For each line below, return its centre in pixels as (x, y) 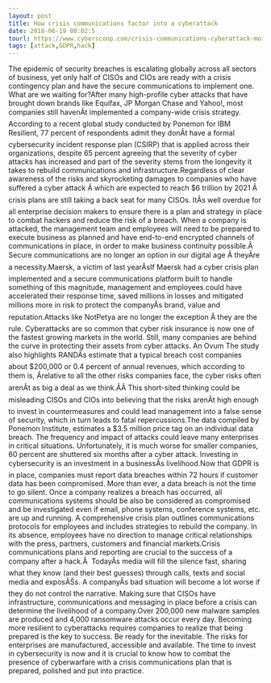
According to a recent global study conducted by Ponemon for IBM (120, 124)
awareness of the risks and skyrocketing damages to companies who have (133, 179)
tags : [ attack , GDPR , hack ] (52, 46)
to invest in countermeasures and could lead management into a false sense (135, 412)
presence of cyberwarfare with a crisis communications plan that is (120, 662)
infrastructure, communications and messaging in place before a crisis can (133, 602)
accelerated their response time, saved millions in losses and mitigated (126, 296)
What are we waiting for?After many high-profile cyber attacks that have (128, 94)
